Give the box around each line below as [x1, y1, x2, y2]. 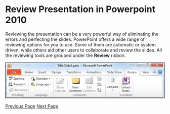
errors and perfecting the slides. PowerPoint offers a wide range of [5, 36, 145, 42]
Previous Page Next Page [5, 103, 59, 109]
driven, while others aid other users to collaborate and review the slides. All [5, 47, 162, 53]
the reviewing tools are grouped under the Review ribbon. [5, 52, 126, 59]
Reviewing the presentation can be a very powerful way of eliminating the [5, 31, 159, 37]
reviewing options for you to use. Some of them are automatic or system [5, 41, 156, 47]
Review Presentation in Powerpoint [5, 4, 156, 15]
